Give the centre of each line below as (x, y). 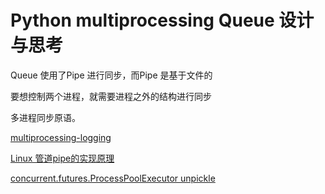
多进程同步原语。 (45, 117)
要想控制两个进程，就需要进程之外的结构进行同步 (111, 96)
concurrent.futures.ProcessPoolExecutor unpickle (113, 178)
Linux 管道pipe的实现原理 (62, 158)
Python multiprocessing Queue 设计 (162, 20)
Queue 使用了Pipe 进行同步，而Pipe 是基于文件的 (111, 75)
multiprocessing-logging (61, 137)
